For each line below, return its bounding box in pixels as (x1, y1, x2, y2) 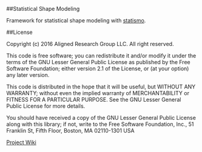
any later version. (6, 71, 50, 78)
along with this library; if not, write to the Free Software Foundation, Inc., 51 (6, 121, 194, 128)
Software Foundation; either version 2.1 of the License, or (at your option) (6, 65, 189, 72)
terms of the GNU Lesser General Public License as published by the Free (6, 59, 190, 65)
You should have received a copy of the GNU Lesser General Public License (6, 114, 196, 121)
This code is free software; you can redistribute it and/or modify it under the (6, 52, 197, 59)
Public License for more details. (6, 102, 86, 110)
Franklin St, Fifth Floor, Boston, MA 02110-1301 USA (6, 127, 135, 134)
